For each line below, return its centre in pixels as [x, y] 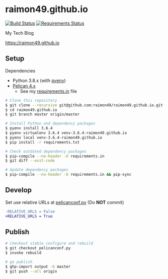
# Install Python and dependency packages [50, 124]
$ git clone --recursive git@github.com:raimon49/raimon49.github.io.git [84, 105]
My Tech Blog [20, 33]
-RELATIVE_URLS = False [30, 212]
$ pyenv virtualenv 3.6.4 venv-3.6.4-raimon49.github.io [66, 133]
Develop [18, 190]
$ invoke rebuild [23, 253]
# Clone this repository [31, 100]
